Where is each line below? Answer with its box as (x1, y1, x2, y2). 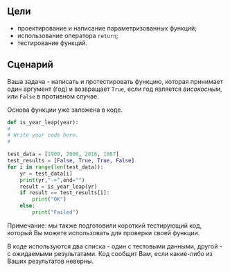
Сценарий (7, 59, 54, 71)
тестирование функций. (17, 38, 88, 47)
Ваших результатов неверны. (7, 257, 94, 265)
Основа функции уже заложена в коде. (7, 105, 123, 114)
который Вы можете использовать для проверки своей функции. (7, 228, 200, 237)
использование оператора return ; (17, 31, 119, 40)
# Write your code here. (7, 132, 79, 139)
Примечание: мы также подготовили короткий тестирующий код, (7, 221, 202, 230)
